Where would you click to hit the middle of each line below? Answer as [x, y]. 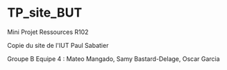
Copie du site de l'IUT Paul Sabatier [58, 45]
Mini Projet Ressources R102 [48, 32]
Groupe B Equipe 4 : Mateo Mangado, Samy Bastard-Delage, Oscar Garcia [113, 59]
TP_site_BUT [45, 13]
